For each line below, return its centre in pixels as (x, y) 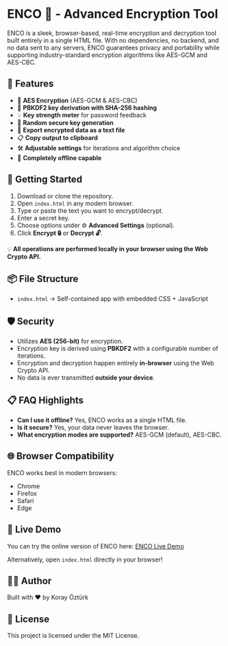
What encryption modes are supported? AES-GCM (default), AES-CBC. (119, 435)
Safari (25, 500)
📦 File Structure (43, 278)
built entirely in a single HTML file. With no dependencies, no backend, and (113, 40)
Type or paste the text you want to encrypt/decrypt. (90, 210)
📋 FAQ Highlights (46, 400)
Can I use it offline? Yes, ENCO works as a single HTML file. (102, 420)
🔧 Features (30, 84)
